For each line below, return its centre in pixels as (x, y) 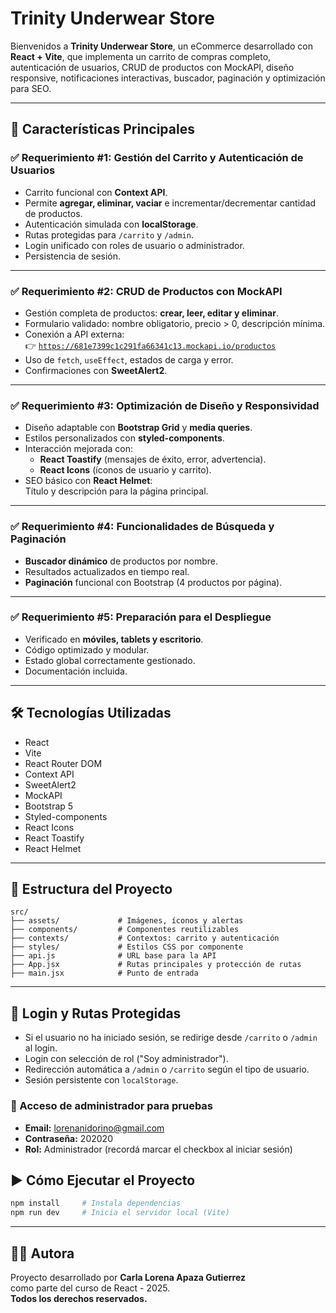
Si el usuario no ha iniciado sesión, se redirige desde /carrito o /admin (171, 1038)
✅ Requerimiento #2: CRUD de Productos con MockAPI (146, 291)
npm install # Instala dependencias (96, 1203)
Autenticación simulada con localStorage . (111, 224)
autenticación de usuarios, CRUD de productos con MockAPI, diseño (152, 67)
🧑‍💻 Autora (42, 1253)
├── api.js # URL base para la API (113, 956)
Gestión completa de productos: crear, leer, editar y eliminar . (151, 313)
